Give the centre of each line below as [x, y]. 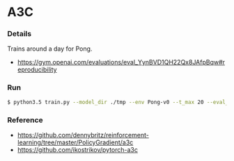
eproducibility [37, 69]
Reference [25, 120]
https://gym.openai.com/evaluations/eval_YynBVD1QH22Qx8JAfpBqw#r [121, 62]
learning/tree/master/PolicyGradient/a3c [75, 142]
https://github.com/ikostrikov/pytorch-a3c [77, 149]
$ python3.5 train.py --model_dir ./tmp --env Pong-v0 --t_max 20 [106, 102]
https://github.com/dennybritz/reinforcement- [83, 135]
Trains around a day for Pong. [50, 49]
